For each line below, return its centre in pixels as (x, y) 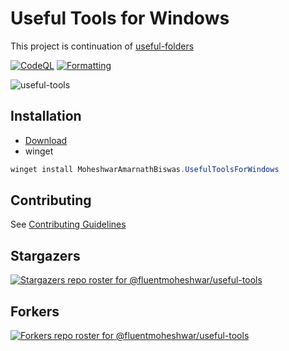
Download (46, 140)
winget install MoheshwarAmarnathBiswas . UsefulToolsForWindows (145, 169)
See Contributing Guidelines (68, 224)
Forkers (35, 311)
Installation (46, 116)
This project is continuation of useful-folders (102, 46)
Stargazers (45, 255)
